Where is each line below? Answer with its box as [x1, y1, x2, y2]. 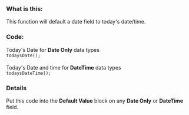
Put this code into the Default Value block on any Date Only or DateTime [6, 97, 184, 104]
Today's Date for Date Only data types [6, 46, 100, 53]
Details [6, 84, 27, 92]
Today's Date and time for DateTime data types [6, 64, 122, 71]
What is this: [6, 5, 43, 13]
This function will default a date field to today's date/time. [6, 18, 146, 25]
